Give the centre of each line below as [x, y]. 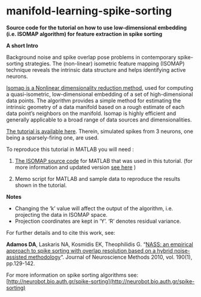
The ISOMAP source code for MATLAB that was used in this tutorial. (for [103, 160]
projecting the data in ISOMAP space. [61, 214]
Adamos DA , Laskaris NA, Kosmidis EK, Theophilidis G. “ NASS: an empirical [100, 244]
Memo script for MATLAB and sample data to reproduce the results [98, 178]
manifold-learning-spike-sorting [89, 11]
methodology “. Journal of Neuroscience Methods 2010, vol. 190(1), [110, 257]
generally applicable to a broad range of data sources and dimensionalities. [99, 119]
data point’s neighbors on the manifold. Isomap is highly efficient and [91, 113]
